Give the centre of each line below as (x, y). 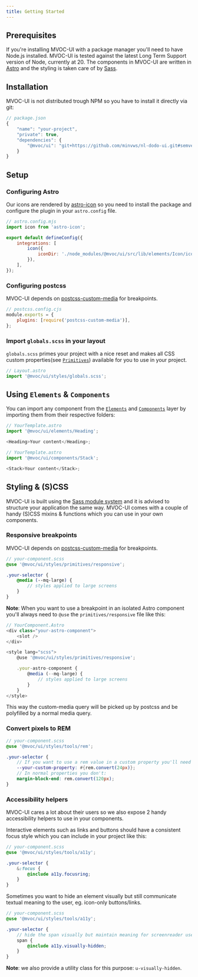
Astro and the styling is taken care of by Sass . (62, 68)
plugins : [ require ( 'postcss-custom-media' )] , (74, 320)
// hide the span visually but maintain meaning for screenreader (100, 935)
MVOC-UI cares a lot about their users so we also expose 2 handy (86, 812)
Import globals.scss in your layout (56, 341)
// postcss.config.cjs (34, 309)
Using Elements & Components (58, 395)
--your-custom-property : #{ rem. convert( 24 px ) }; (76, 768)
